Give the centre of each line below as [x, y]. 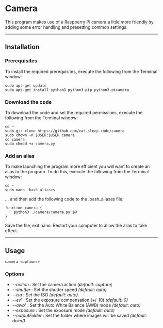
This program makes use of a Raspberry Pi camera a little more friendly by [79, 22]
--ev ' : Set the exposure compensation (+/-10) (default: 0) [70, 300]
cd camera [15, 139]
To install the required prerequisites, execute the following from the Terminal [81, 72]
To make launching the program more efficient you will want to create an [78, 166]
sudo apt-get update [26, 86]
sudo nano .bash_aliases [30, 190]
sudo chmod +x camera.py [30, 144]
